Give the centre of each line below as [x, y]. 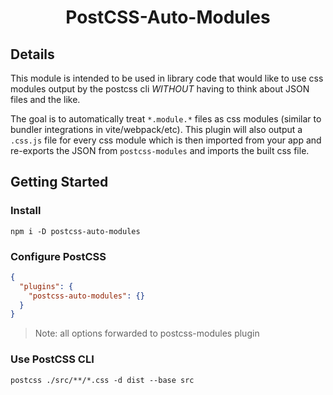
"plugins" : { [46, 286]
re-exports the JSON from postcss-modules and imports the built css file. [160, 150]
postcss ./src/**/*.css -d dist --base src [102, 380]
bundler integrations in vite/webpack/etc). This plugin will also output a [156, 129]
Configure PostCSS [58, 256]
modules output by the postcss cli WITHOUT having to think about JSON [160, 89]
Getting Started [59, 182]
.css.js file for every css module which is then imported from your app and [166, 140]
